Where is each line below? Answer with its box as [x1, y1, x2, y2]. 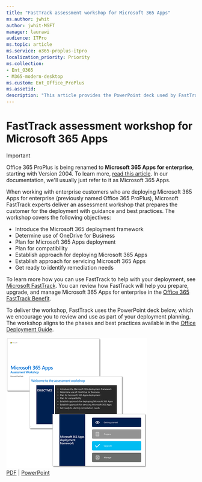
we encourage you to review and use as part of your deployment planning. [6, 312, 191, 320]
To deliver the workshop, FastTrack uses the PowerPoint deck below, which [6, 306, 194, 314]
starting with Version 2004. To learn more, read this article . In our [6, 170, 168, 177]
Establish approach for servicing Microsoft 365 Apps [14, 257, 146, 265]
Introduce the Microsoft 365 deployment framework [14, 225, 144, 232]
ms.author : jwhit [6, 16, 50, 22]
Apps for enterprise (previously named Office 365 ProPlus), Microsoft [6, 194, 179, 201]
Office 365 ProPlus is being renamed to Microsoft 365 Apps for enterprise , [6, 163, 194, 171]
